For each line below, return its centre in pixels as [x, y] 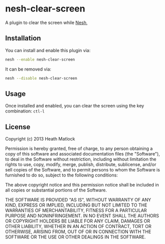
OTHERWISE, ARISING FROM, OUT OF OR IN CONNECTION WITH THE [78, 232]
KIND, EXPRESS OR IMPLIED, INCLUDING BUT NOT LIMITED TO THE [76, 205]
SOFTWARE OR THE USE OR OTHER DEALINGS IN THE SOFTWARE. [75, 237]
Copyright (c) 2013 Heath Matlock [40, 139]
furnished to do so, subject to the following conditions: [61, 175]
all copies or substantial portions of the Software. [56, 190]
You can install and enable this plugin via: [48, 50]
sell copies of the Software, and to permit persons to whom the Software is [83, 170]
